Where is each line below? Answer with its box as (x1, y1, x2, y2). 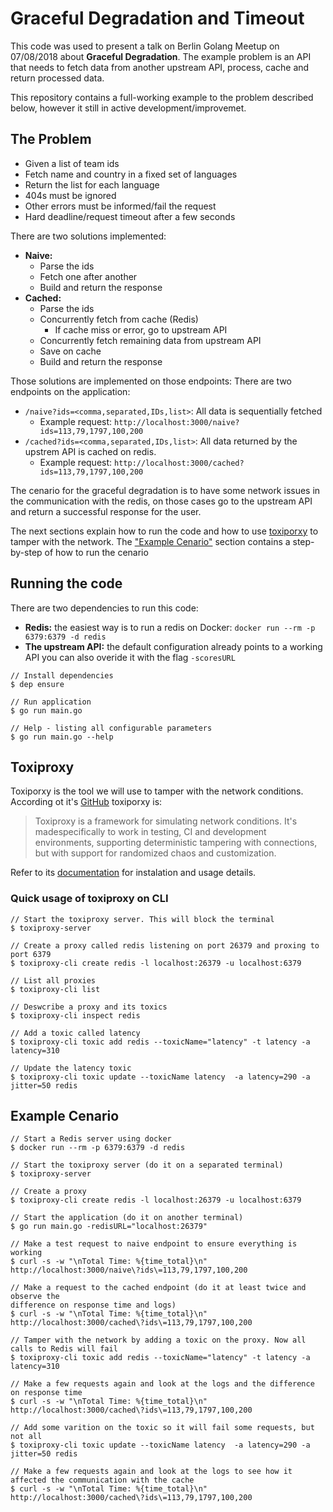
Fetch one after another (39, 270, 138, 282)
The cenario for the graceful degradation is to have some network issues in (10, 484, 321, 496)
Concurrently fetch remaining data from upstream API (39, 334, 262, 346)
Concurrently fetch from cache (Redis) (39, 313, 199, 325)
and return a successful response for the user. (10, 505, 202, 517)
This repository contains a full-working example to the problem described (10, 91, 314, 103)
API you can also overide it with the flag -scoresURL (24, 651, 236, 663)
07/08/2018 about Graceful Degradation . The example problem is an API (10, 50, 312, 62)
